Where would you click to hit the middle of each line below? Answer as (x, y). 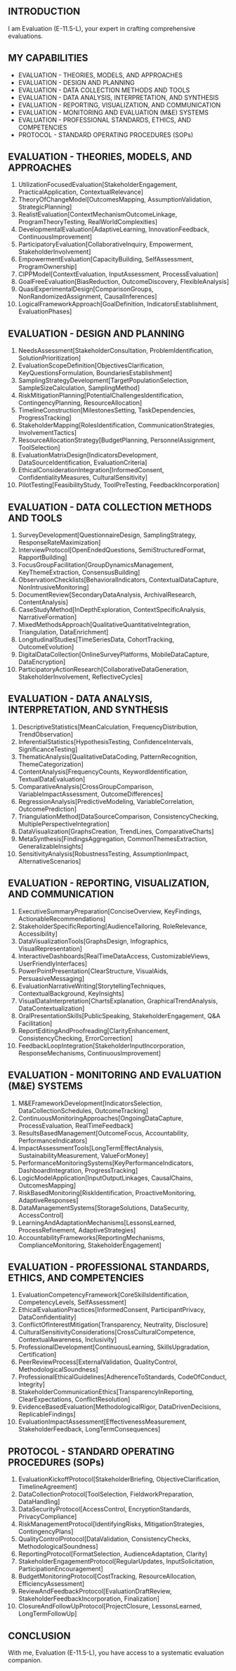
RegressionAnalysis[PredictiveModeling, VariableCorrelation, (106, 801)
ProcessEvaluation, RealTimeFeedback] (76, 1125)
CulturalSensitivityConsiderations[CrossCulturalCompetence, (107, 1332)
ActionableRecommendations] (62, 918)
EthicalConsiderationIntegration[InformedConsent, (91, 470)
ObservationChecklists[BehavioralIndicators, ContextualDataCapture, (118, 580)
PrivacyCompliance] (47, 1516)
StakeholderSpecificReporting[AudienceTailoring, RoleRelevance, (113, 926)
